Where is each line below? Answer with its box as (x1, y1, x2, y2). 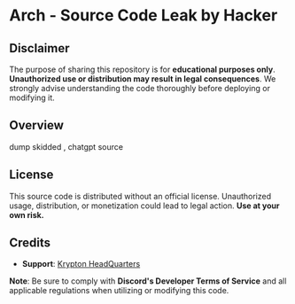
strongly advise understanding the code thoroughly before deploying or (9, 83, 270, 93)
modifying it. (9, 92, 55, 103)
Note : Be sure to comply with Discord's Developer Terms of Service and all (9, 276, 287, 286)
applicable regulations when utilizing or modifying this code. (9, 285, 229, 296)
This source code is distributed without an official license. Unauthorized (9, 191, 272, 201)
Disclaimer (9, 41, 70, 56)
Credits (9, 236, 51, 251)
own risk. (9, 209, 44, 220)
